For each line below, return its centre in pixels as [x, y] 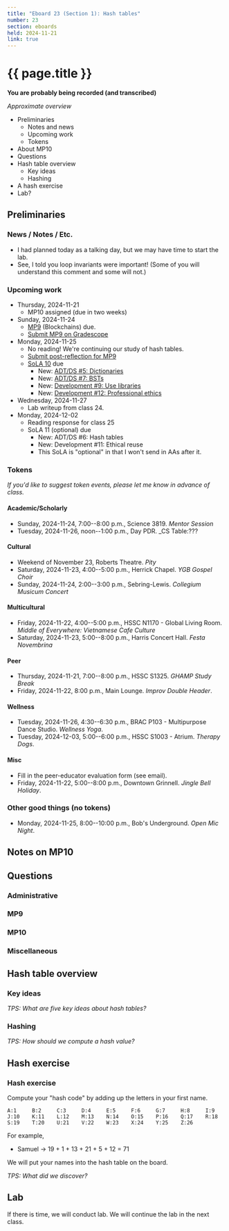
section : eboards [32, 26]
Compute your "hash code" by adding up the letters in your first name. [108, 1098]
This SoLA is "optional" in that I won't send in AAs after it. [120, 452]
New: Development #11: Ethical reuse [90, 444]
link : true [23, 39]
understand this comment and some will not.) [82, 271]
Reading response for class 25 [71, 422]
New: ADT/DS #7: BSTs [71, 379]
